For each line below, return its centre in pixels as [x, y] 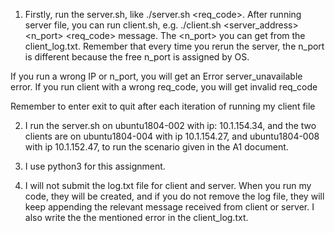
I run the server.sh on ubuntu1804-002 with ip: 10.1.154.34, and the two [170, 125]
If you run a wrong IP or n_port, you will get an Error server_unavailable [156, 76]
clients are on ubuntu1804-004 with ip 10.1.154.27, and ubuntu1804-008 [172, 136]
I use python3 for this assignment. [95, 166]
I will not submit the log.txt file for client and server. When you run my [168, 185]
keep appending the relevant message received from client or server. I [169, 207]
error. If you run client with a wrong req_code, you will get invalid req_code [164, 87]
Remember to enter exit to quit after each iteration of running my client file [163, 106]
